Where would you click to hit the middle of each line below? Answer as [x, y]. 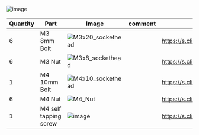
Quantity [22, 24]
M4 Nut [50, 99]
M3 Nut [50, 62]
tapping [51, 116]
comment [142, 24]
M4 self [51, 109]
